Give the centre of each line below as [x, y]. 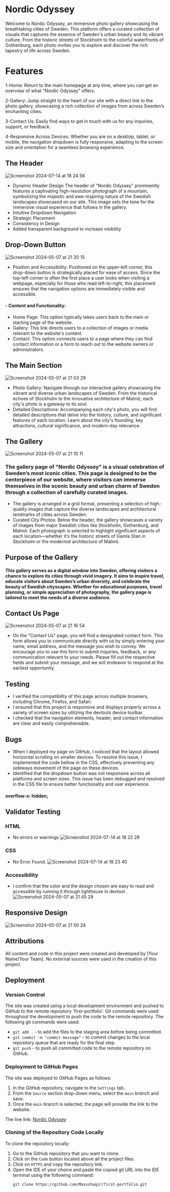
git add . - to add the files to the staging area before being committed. [87, 1032]
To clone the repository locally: [38, 1143]
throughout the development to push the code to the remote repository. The [84, 1017]
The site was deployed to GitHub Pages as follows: [58, 1078]
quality [20, 509]
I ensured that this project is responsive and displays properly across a [87, 707]
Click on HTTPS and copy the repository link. [58, 1164]
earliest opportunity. [34, 668]
